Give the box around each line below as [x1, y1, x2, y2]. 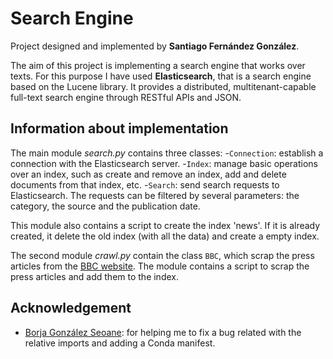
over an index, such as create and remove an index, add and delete [10, 168, 287, 180]
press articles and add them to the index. [10, 270, 179, 282]
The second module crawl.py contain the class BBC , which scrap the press [10, 249, 315, 261]
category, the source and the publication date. [10, 200, 201, 212]
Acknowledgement [10, 300, 132, 317]
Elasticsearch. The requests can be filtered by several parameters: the [10, 189, 300, 201]
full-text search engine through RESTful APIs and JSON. [10, 91, 242, 103]
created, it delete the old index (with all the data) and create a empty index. [10, 230, 320, 242]
